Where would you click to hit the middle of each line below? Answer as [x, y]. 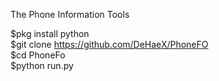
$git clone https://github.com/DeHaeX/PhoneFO [109, 44]
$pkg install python [50, 33]
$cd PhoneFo [38, 55]
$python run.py [42, 65]
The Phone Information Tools [70, 14]
